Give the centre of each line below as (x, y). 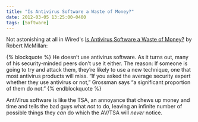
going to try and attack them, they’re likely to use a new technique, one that (99, 70)
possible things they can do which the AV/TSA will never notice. (84, 113)
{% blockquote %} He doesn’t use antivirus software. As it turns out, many (98, 57)
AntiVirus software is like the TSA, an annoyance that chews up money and (98, 100)
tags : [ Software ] (28, 23)
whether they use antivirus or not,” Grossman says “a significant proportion (98, 82)
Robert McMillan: (27, 46)
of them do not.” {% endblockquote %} (54, 89)
